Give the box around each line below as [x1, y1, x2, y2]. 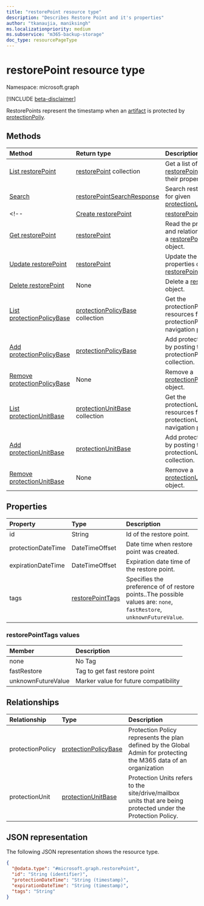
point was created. [126, 547, 179, 556]
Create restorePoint [75, 209, 132, 218]
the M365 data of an [128, 756, 187, 764]
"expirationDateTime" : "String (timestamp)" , [12, 882, 129, 888]
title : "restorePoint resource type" [6, 9, 102, 15]
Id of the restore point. [126, 530, 189, 538]
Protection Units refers [128, 773, 193, 782]
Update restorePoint [9, 260, 67, 268]
